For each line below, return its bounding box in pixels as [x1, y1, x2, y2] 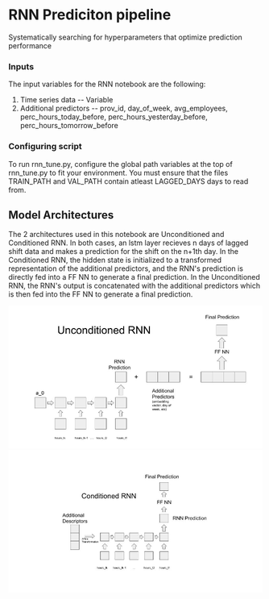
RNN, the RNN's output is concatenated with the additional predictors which [8, 281, 260, 291]
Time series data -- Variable [19, 95, 114, 105]
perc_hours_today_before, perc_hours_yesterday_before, [19, 112, 208, 122]
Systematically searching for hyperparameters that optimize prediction [8, 32, 243, 42]
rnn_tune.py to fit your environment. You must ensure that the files [8, 168, 229, 177]
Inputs [8, 60, 35, 72]
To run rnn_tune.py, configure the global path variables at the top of [8, 159, 234, 168]
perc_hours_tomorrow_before [19, 121, 118, 131]
